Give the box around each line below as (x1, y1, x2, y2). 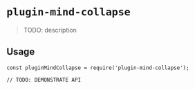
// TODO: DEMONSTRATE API (6, 76, 81, 83)
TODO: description (23, 26, 77, 34)
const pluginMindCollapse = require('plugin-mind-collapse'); (6, 64, 189, 71)
